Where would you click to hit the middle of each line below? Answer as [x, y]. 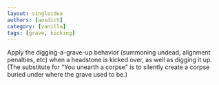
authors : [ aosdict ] [35, 20]
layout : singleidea [35, 13]
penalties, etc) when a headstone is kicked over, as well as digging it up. [109, 60]
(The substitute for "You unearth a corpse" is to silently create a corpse [108, 67]
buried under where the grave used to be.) [67, 75]
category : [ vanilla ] [37, 26]
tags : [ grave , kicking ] [41, 33]
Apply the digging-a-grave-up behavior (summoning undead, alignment [109, 53]
